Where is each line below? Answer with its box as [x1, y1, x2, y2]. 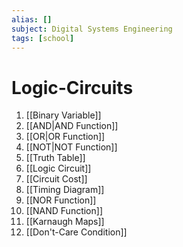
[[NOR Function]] [25, 194, 97, 206]
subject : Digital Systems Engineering [11, 24, 173, 34]
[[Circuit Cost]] [25, 173, 88, 185]
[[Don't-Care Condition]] [25, 226, 128, 238]
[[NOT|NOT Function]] [25, 141, 118, 153]
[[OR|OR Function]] [25, 131, 106, 143]
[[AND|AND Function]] [25, 120, 119, 132]
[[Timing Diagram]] [25, 184, 105, 196]
